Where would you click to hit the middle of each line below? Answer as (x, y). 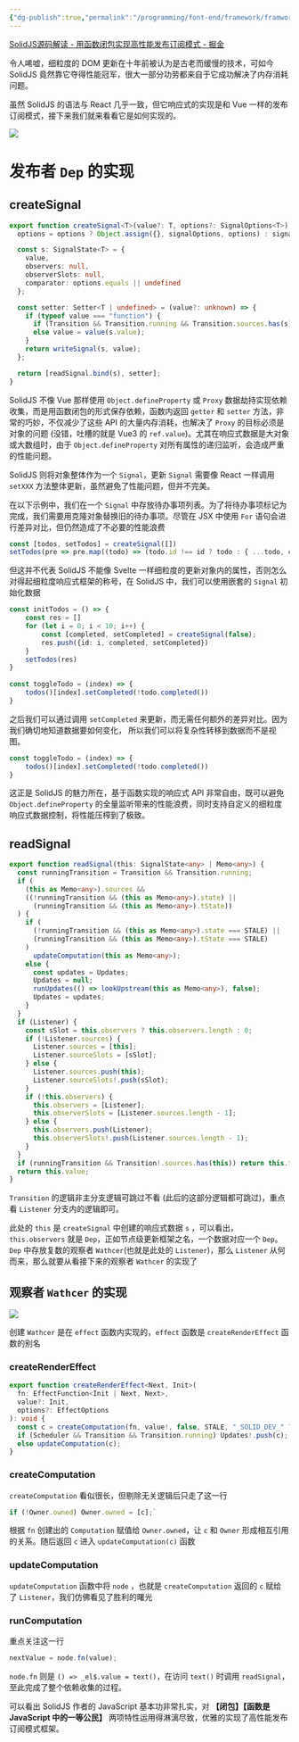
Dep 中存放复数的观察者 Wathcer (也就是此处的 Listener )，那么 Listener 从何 (148, 1250)
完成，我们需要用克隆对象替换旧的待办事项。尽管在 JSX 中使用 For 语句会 (144, 516)
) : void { (28, 1418)
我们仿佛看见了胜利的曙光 (106, 1597)
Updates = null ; (63, 981)
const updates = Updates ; (81, 972)
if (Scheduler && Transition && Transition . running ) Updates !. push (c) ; (153, 1435)
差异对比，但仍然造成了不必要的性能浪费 (91, 527)
